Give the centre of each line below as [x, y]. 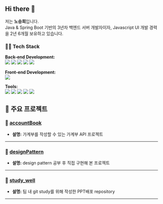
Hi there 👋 [20, 9]
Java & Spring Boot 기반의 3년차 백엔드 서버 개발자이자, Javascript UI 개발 [77, 27]
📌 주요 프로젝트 [26, 109]
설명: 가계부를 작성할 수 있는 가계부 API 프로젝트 [57, 134]
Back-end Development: [30, 57]
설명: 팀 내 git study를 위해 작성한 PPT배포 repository [63, 192]
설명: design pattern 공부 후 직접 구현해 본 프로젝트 [61, 163]
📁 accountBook [24, 123]
